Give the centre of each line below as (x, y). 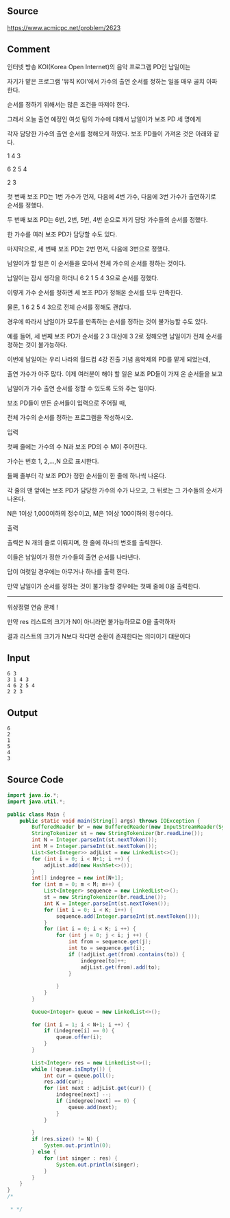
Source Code (35, 779)
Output (22, 713)
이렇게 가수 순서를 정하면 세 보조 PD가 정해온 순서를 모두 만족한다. (95, 292)
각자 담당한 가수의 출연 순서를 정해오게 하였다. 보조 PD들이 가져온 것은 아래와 (110, 134)
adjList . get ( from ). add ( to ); (120, 967)
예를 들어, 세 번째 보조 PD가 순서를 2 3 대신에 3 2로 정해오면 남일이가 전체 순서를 (115, 336)
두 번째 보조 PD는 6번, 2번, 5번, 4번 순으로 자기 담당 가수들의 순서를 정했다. (107, 219)
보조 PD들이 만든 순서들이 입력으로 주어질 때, (67, 403)
